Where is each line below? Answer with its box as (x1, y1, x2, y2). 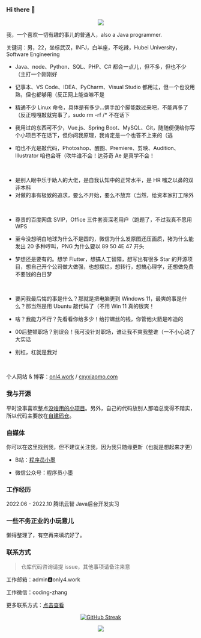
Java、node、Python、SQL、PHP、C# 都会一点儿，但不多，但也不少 (14, 63, 187, 70)
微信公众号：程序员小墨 (14, 469, 73, 476)
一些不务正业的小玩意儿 (6, 517, 74, 525)
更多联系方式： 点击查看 (6, 601, 64, 608)
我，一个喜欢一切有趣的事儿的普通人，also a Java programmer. (6, 31, 162, 39)
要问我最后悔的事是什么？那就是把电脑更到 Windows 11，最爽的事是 (14, 295, 182, 302)
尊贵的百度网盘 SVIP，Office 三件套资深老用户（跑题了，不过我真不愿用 (14, 216, 193, 224)
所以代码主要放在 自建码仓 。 (6, 412, 75, 419)
